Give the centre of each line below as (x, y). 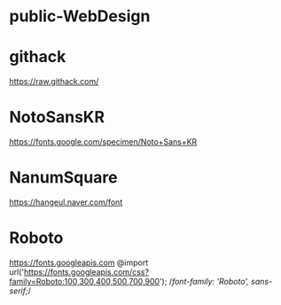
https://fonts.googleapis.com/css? (86, 271)
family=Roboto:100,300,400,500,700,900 (85, 281)
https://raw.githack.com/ (54, 82)
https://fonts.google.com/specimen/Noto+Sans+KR (103, 142)
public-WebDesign (80, 16)
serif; (19, 291)
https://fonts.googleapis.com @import (79, 262)
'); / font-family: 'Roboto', (204, 281)
